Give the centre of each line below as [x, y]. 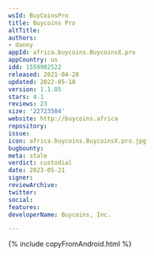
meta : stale [28, 155]
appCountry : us [33, 60]
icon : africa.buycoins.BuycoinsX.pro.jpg [77, 141]
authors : [23, 38]
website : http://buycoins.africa [63, 119]
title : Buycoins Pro [42, 23]
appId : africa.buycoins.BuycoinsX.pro [72, 52]
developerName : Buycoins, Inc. [60, 215]
